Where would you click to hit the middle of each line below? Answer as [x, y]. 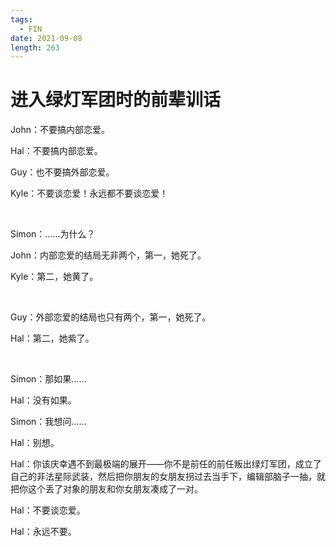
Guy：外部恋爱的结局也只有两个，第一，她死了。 [111, 317]
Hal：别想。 [35, 443]
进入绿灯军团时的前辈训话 [116, 100]
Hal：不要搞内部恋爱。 [56, 151]
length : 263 [35, 47]
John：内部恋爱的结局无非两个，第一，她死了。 [108, 255]
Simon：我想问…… [48, 422]
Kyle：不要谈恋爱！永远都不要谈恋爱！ [89, 193]
